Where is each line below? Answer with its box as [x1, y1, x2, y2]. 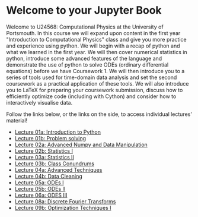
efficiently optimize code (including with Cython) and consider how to [6, 93, 177, 100]
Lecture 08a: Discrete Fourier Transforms [14, 197, 116, 205]
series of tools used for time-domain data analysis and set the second [6, 74, 177, 81]
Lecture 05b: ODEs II [14, 185, 66, 192]
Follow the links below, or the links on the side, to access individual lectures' [6, 111, 193, 118]
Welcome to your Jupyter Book [6, 4, 162, 17]
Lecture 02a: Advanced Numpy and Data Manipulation [14, 141, 148, 148]
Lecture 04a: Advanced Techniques [14, 166, 103, 173]
